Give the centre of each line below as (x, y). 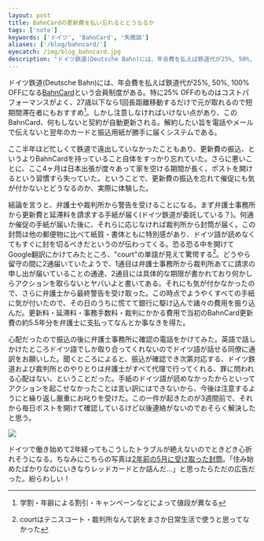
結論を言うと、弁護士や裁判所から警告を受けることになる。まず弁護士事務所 (132, 204)
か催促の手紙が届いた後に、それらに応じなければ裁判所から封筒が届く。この (132, 224)
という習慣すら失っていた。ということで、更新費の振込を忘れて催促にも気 (135, 178)
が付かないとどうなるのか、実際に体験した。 (81, 188)
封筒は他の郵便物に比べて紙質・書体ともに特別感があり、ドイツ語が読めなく (132, 234)
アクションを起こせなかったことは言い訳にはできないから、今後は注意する (128, 389)
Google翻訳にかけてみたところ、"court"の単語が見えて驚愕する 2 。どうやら (130, 254)
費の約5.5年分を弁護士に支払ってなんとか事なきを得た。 (99, 323)
